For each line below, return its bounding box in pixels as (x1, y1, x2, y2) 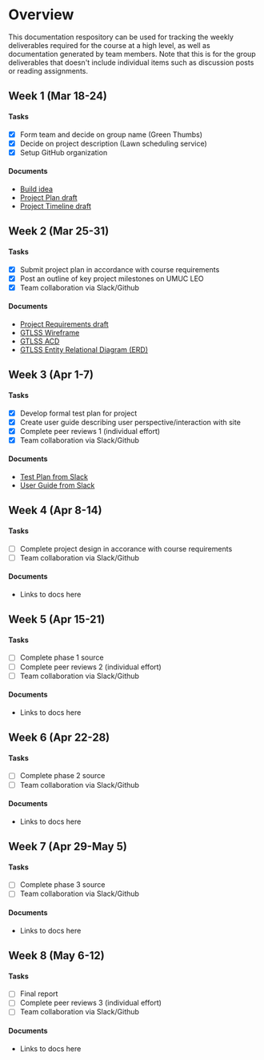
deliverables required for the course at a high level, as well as (8, 40, 210, 50)
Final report (19, 989, 58, 998)
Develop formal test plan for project (19, 408, 138, 418)
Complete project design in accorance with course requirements (19, 544, 233, 553)
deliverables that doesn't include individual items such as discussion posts (8, 58, 254, 67)
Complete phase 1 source (19, 652, 104, 662)
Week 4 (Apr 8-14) (8, 504, 102, 517)
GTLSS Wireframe (19, 327, 80, 337)
